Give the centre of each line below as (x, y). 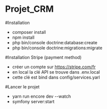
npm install (23, 37)
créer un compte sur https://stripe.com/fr (54, 67)
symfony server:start (33, 101)
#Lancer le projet (22, 86)
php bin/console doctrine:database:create (55, 42)
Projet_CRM (29, 9)
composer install (29, 32)
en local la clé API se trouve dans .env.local (56, 72)
